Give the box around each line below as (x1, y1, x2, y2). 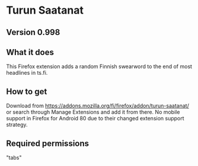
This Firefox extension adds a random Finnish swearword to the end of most (6, 63, 193, 70)
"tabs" (6, 154, 22, 161)
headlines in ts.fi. (6, 69, 48, 76)
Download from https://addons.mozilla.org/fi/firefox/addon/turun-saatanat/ (6, 102, 190, 110)
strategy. (6, 121, 28, 128)
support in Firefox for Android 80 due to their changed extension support (6, 115, 185, 122)
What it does (6, 47, 55, 57)
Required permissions (6, 138, 90, 148)
